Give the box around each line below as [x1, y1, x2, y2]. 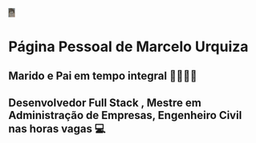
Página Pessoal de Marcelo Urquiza [8, 38, 249, 55]
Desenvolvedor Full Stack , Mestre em [8, 96, 202, 110]
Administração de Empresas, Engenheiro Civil [8, 109, 242, 122]
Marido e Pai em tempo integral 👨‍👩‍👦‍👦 [8, 70, 198, 83]
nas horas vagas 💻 [8, 122, 106, 136]
